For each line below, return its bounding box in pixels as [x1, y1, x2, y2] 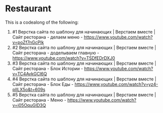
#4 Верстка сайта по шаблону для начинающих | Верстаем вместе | [12, 76, 157, 82]
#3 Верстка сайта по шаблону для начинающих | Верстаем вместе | [12, 60, 157, 66]
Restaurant [5, 3, 52, 14]
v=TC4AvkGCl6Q [12, 71, 47, 76]
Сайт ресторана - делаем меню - [12, 34, 83, 40]
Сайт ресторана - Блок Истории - [12, 65, 83, 72]
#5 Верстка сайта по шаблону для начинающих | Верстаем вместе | [12, 92, 156, 98]
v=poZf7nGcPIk [12, 39, 44, 45]
